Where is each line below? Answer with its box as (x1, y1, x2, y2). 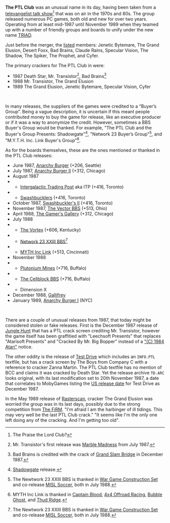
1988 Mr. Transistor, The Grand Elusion (12, 78, 94, 84)
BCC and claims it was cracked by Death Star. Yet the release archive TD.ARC (5, 370, 164, 376)
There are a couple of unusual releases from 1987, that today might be (5, 317, 151, 323)
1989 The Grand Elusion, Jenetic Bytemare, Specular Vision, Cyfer (12, 83, 151, 90)
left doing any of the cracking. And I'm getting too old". (5, 417, 120, 423)
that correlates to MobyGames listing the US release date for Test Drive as (5, 380, 160, 386)
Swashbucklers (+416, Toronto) (20, 194, 86, 200)
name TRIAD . (5, 32, 33, 38)
